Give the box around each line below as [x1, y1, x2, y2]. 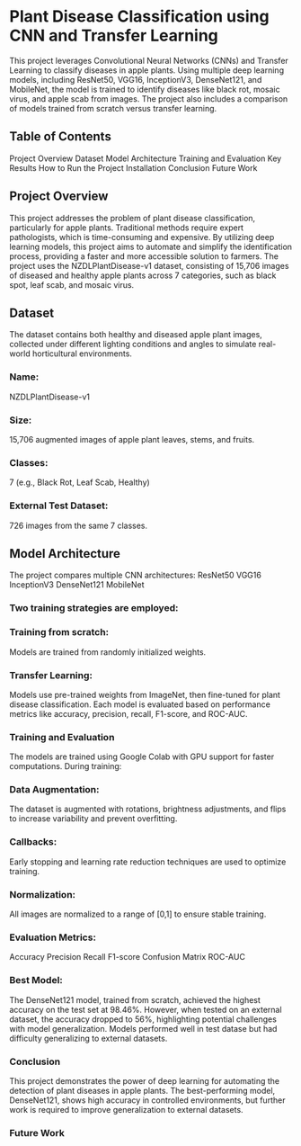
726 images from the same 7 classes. [9, 520, 148, 531]
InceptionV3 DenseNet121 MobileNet [9, 579, 146, 590]
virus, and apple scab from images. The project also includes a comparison [9, 93, 288, 104]
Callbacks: [9, 836, 58, 848]
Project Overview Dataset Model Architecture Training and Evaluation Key [9, 153, 282, 164]
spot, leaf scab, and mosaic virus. [9, 279, 135, 290]
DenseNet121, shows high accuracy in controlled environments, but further [9, 1095, 286, 1106]
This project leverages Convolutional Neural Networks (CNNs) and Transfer [9, 55, 289, 66]
